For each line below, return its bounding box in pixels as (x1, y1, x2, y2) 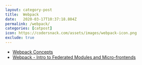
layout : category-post (5, 7, 52, 12)
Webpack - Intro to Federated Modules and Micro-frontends (12, 54, 136, 60)
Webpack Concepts (12, 48, 53, 55)
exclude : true (5, 35, 35, 40)
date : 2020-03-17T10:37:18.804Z (5, 16, 77, 21)
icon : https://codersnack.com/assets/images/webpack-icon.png (5, 30, 137, 35)
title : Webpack (5, 12, 39, 17)
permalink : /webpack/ (5, 21, 50, 26)
